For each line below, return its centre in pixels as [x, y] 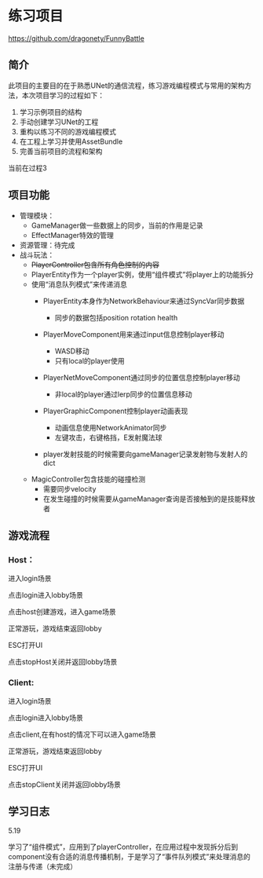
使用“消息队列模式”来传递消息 [79, 284]
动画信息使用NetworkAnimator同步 [111, 427]
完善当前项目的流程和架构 [61, 151]
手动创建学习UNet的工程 [59, 122]
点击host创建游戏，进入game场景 [62, 612]
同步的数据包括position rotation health [116, 317]
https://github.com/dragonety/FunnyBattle [77, 38]
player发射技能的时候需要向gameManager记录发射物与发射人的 [145, 454]
